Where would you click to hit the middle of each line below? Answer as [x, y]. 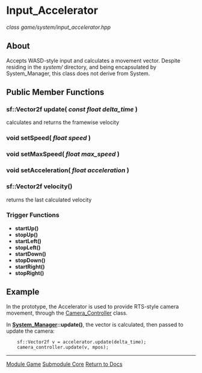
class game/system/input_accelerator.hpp [59, 27]
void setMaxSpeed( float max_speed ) [63, 154]
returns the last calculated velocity [49, 200]
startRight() [30, 267]
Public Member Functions [55, 92]
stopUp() [26, 235]
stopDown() [30, 260]
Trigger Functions [33, 215]
